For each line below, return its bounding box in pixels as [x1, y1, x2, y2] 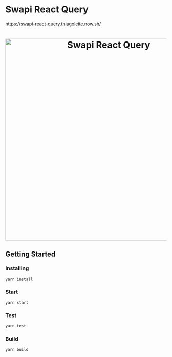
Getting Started [5, 249, 56, 258]
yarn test [5, 324, 27, 329]
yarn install [5, 277, 33, 282]
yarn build [5, 347, 29, 352]
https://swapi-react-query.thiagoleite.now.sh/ [5, 20, 101, 27]
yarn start [5, 300, 29, 305]
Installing [5, 265, 29, 272]
